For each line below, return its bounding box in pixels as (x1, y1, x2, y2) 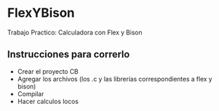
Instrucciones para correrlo (7, 48, 130, 60)
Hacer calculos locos (17, 97, 79, 105)
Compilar (17, 89, 44, 98)
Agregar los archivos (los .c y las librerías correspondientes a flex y (17, 74, 213, 83)
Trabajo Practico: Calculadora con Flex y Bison (7, 28, 142, 37)
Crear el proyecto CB (17, 67, 79, 75)
